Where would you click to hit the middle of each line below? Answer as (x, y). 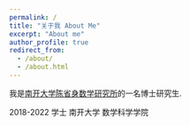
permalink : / (33, 17)
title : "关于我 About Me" (55, 26)
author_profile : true (49, 42)
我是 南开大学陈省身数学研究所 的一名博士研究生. (96, 93)
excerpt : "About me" (47, 34)
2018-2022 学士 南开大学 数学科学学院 (79, 112)
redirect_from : (37, 51)
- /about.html (43, 67)
